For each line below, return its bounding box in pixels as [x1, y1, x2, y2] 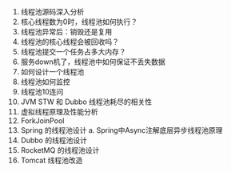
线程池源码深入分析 [20, 7, 85, 16]
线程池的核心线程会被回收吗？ [20, 37, 119, 46]
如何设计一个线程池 [20, 67, 85, 76]
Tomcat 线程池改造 [20, 155, 83, 165]
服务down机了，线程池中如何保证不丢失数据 [20, 57, 166, 66]
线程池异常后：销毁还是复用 [20, 27, 113, 36]
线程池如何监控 [20, 77, 70, 86]
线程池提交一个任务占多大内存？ [20, 47, 126, 56]
